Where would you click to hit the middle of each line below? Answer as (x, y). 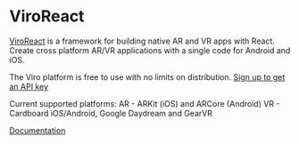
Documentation (37, 130)
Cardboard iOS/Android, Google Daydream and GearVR (111, 113)
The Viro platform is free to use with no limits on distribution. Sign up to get (147, 76)
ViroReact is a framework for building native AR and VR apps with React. (142, 41)
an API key (29, 86)
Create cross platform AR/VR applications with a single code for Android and (150, 50)
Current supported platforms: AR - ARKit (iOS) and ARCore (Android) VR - (145, 103)
